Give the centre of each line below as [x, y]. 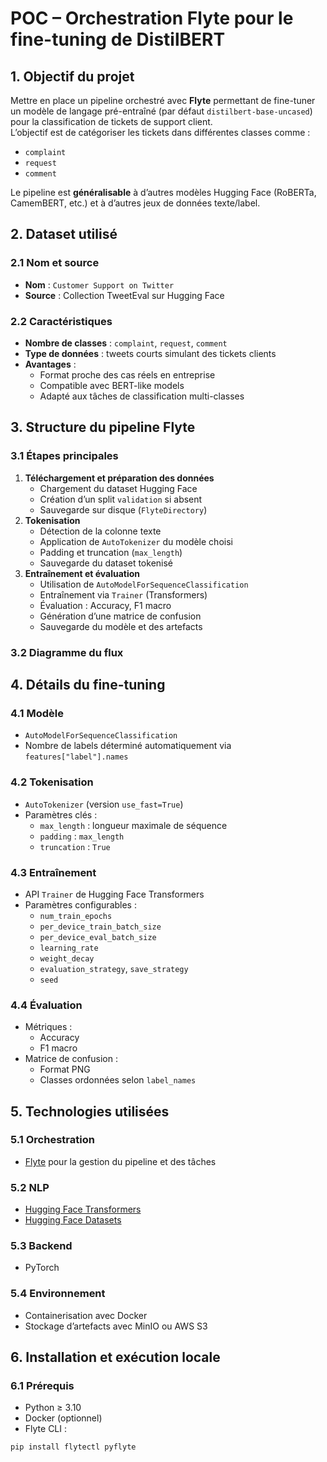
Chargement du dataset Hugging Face [118, 488]
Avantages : [50, 364]
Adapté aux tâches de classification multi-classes [142, 396]
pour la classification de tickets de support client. [111, 121]
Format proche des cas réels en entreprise [127, 374]
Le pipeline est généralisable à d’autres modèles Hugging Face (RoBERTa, [163, 192]
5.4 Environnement [58, 1294]
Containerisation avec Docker [86, 1315]
